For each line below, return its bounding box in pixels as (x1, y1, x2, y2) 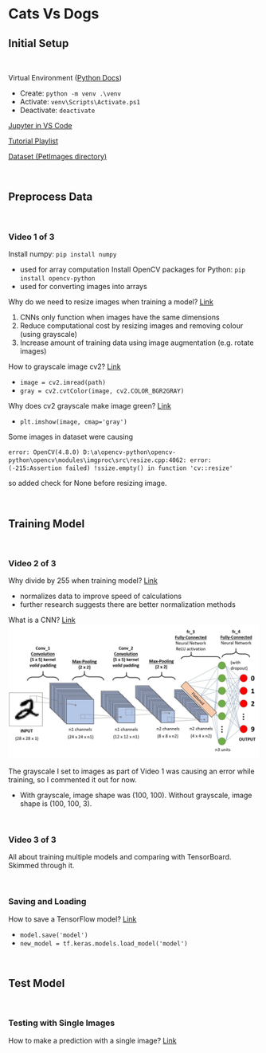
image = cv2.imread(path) (19, 379, 106, 387)
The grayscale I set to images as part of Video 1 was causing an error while (8, 766, 255, 776)
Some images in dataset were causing (8, 432, 134, 442)
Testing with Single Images (8, 1017, 115, 1028)
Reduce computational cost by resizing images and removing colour (19, 321, 244, 331)
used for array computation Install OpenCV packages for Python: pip (19, 264, 245, 275)
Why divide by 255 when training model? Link (8, 576, 158, 585)
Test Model (8, 977, 65, 990)
